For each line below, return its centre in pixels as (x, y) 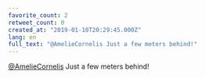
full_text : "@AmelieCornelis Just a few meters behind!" (103, 44)
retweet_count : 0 (36, 23)
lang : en (22, 37)
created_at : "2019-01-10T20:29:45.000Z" (75, 30)
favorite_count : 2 (38, 15)
